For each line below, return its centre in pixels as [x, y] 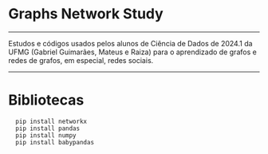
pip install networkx [51, 121]
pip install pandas [48, 128]
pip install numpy [46, 135]
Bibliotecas [46, 100]
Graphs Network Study [86, 14]
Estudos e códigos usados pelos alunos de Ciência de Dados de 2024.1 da [130, 43]
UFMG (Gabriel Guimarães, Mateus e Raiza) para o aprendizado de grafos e [132, 52]
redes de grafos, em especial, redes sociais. [81, 60]
